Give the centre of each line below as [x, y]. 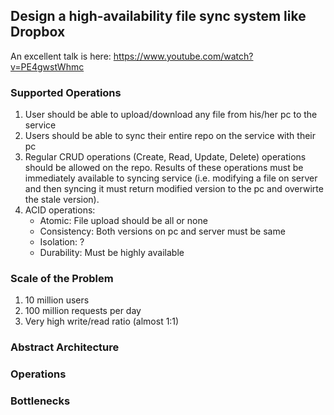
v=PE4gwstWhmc [47, 66]
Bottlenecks [40, 401]
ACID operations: [60, 210]
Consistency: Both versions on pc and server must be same [162, 231]
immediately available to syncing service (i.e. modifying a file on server [171, 178]
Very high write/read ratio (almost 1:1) [102, 321]
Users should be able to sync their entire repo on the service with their [170, 136]
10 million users [57, 300]
